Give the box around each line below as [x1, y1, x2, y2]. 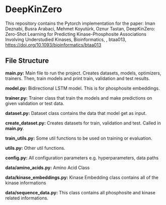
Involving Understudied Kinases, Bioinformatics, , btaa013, [5, 36, 127, 43]
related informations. [5, 195, 49, 201]
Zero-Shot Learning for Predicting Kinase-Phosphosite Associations [5, 31, 147, 37]
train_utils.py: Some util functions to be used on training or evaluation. [5, 135, 152, 141]
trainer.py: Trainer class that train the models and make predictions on [5, 95, 152, 101]
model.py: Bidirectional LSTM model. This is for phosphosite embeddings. [5, 85, 160, 91]
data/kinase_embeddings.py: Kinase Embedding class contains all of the [5, 174, 159, 180]
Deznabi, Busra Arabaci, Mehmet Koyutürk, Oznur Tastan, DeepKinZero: [5, 25, 155, 31]
